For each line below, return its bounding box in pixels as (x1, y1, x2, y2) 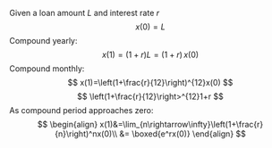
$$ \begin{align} (37, 119, 98, 129)
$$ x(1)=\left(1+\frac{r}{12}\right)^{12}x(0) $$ (67, 78, 234, 87)
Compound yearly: (9, 36, 78, 45)
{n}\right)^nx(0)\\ (55, 128, 118, 139)
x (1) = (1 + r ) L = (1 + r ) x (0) (101, 49, 200, 60)
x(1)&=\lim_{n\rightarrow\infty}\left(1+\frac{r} (99, 119, 264, 129)
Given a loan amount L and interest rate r (9, 8, 160, 18)
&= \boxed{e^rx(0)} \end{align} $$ (119, 128, 246, 139)
